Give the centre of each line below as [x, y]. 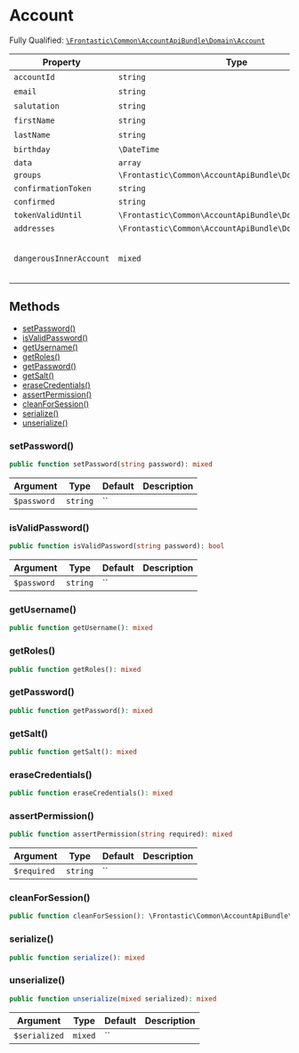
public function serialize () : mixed [77, 958]
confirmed [34, 202]
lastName [32, 135]
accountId [34, 77]
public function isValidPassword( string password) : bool [117, 547]
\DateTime [139, 149]
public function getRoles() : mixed [75, 669]
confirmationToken [53, 188]
